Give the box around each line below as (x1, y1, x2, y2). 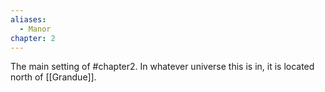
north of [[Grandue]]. (10, 71, 97, 83)
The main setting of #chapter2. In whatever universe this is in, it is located (10, 61, 315, 73)
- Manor (19, 24, 52, 34)
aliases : (10, 14, 47, 25)
